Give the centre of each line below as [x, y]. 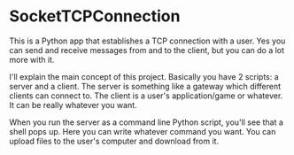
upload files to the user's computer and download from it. [114, 141]
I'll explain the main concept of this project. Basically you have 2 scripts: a [144, 76]
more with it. [32, 59]
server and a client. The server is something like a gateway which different [145, 86]
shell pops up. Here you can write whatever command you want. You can [143, 131]
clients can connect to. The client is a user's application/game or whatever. [146, 96]
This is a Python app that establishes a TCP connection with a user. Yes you [147, 41]
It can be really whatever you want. [73, 105]
